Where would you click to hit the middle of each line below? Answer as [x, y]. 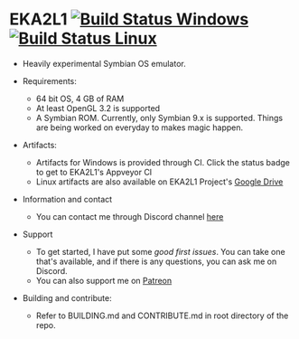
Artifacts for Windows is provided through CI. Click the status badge [163, 162]
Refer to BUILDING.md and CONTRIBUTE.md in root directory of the [162, 315]
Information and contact [67, 199]
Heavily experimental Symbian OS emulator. [104, 63]
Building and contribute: [67, 297]
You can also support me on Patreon [104, 280]
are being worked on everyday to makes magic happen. [140, 127]
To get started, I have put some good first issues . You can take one [161, 251]
